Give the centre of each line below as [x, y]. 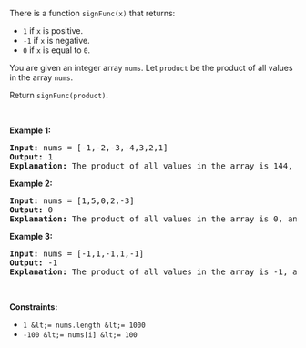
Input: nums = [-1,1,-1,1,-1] [77, 254]
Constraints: [34, 307]
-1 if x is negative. [56, 41]
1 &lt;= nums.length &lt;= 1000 [84, 325]
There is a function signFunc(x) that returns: [92, 13]
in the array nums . [41, 77]
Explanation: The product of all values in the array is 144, [151, 166]
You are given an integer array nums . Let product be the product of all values [151, 68]
